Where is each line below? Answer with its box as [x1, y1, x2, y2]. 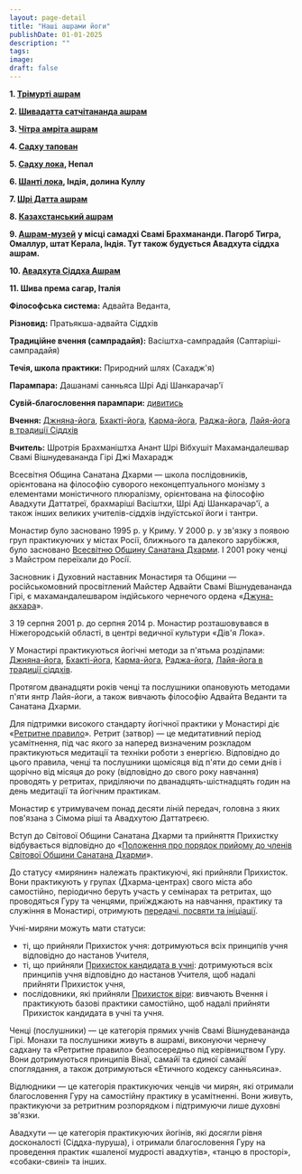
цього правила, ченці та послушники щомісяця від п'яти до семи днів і [9, 756, 282, 767]
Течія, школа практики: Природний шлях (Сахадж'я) [9, 362, 215, 373]
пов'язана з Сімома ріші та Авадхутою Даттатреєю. [9, 812, 210, 823]
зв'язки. [9, 1109, 41, 1121]
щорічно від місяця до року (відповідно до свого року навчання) [9, 765, 260, 777]
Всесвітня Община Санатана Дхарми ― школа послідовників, [9, 469, 248, 480]
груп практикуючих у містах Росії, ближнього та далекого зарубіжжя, [9, 534, 279, 545]
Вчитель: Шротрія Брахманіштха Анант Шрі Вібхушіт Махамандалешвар [9, 442, 289, 453]
